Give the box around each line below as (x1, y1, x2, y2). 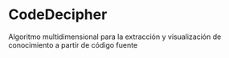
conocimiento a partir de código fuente (8, 40, 138, 49)
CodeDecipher (8, 6, 108, 24)
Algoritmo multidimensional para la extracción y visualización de (8, 32, 222, 41)
